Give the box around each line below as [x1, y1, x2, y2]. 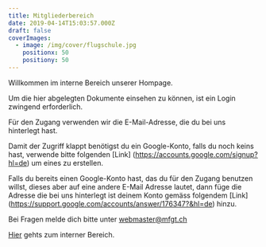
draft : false [8, 26, 52, 34]
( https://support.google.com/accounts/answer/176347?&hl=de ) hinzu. [8, 198, 237, 208]
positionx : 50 [22, 49, 69, 57]
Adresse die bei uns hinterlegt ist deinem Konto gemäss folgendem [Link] [8, 190, 249, 200]
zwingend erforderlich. [8, 101, 83, 112]
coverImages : [8, 33, 52, 42]
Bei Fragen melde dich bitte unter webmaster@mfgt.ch [8, 214, 188, 224]
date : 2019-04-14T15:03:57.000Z [8, 19, 115, 27]
